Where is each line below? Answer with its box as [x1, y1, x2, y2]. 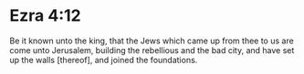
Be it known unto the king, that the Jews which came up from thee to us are [9, 35, 294, 46]
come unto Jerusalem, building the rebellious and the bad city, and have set [9, 44, 295, 55]
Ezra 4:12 [9, 5, 81, 26]
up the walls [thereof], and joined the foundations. [9, 54, 198, 65]
